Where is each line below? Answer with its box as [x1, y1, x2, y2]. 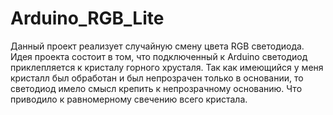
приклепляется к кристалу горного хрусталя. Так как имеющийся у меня [10, 61, 324, 73]
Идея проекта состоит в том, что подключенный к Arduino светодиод [10, 50, 308, 62]
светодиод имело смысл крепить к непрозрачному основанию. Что [10, 82, 303, 94]
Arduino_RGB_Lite [10, 7, 165, 30]
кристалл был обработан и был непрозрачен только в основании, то [10, 72, 304, 84]
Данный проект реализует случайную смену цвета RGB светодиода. [10, 40, 305, 52]
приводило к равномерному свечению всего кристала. [10, 93, 248, 105]
